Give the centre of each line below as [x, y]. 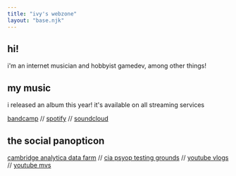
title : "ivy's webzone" [42, 14]
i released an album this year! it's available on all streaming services [106, 105]
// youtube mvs [29, 165]
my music [29, 88]
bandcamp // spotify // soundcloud [58, 119]
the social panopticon [56, 140]
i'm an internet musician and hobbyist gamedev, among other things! [107, 66]
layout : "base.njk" [36, 20]
